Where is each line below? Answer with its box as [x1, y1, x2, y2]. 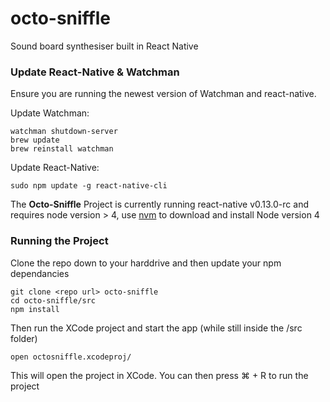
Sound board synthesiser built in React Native [10, 40, 199, 52]
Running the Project [10, 234, 109, 248]
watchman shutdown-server [10, 127, 118, 137]
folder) [10, 332, 38, 344]
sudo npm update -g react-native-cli [10, 181, 168, 191]
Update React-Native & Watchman [10, 65, 180, 79]
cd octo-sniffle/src [10, 295, 97, 306]
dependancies [10, 267, 70, 279]
